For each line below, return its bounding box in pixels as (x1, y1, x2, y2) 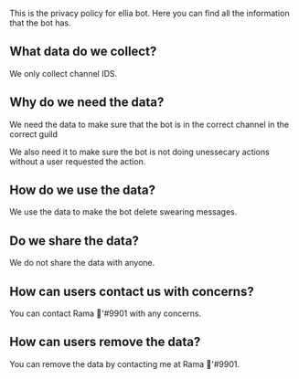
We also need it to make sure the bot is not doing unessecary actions (9, 146, 270, 157)
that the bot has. (9, 17, 71, 28)
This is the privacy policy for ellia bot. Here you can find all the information (9, 8, 290, 18)
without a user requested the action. (9, 155, 146, 167)
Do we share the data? (9, 233, 140, 248)
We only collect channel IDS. (9, 68, 118, 79)
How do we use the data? (9, 183, 156, 198)
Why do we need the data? (9, 95, 165, 111)
